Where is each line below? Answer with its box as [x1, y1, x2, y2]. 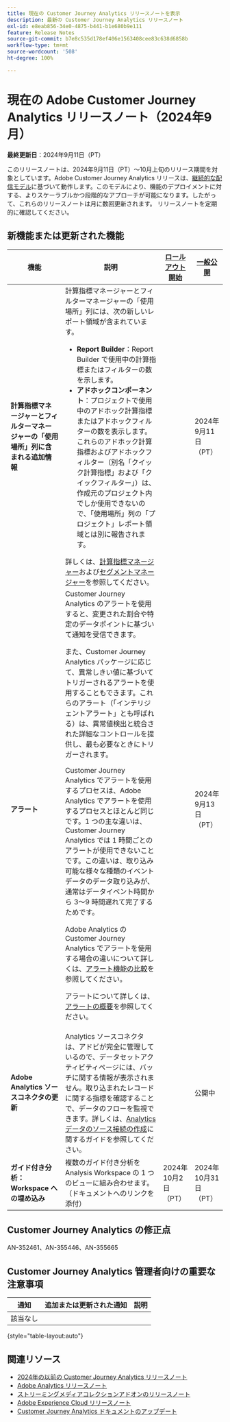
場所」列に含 [10, 442, 53, 451]
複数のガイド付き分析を [64, 1157, 141, 1167]
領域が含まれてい [85, 317, 141, 326]
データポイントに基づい [78, 619, 155, 629]
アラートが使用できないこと [64, 845, 155, 855]
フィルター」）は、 [97, 478, 156, 487]
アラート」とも [85, 708, 134, 718]
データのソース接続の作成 [64, 1124, 147, 1133]
